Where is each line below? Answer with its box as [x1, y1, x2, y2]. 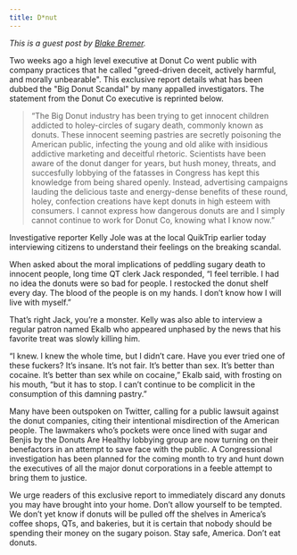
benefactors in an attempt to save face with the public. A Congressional [9, 443, 273, 454]
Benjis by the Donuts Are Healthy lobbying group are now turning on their [9, 434, 279, 445]
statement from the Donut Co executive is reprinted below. [9, 93, 225, 104]
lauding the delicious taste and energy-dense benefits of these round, [30, 186, 288, 197]
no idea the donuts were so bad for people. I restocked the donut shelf [9, 278, 269, 289]
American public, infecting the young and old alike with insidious [30, 139, 268, 149]
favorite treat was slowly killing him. [9, 332, 141, 344]
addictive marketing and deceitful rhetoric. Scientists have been [30, 148, 266, 159]
